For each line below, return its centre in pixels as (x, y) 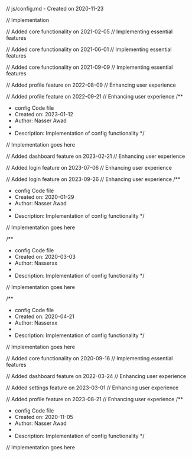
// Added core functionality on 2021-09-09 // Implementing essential (90, 67)
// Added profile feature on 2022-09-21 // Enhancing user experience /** (95, 96)
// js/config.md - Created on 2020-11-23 (55, 9)
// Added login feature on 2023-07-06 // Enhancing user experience (89, 168)
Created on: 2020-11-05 (44, 417)
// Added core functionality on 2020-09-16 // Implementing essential (90, 358)
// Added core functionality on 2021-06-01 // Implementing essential (89, 49)
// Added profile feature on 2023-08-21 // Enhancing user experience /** (95, 399)
